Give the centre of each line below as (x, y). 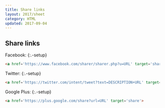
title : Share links (25, 10)
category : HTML (21, 19)
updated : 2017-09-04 (26, 23)
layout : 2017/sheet (25, 14)
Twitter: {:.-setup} (23, 73)
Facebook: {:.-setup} (26, 55)
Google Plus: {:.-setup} (28, 92)
